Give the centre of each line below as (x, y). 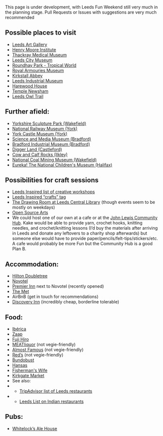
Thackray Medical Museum (39, 55)
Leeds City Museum (32, 60)
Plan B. (19, 249)
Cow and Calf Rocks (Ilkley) (40, 154)
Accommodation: (32, 264)
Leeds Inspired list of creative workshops (53, 192)
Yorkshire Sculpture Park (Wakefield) (49, 123)
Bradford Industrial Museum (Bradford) (51, 144)
